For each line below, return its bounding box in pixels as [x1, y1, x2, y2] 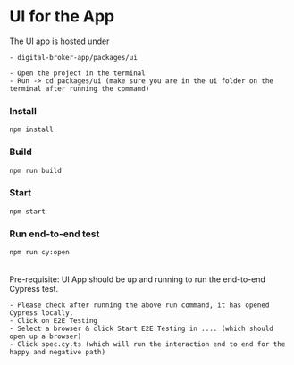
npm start [9, 207, 46, 216]
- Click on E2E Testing [9, 316, 98, 325]
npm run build [9, 166, 63, 175]
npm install [9, 125, 54, 135]
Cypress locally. [9, 308, 74, 318]
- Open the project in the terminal [9, 69, 146, 78]
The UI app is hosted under [9, 36, 110, 46]
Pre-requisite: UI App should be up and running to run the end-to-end [9, 274, 266, 285]
